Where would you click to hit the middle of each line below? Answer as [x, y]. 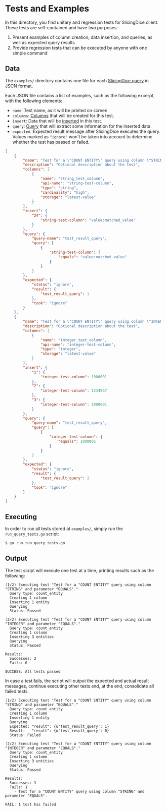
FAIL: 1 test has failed [31, 804]
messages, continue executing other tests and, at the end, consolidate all [80, 686]
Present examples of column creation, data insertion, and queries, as [82, 37]
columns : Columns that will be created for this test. [63, 116]
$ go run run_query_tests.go [35, 543]
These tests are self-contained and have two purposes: [62, 27]
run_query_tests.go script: [32, 534]
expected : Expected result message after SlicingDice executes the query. [86, 131]
